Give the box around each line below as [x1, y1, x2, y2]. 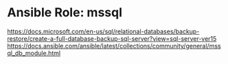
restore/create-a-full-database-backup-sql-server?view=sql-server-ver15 [7, 34, 217, 42]
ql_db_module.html [7, 49, 60, 57]
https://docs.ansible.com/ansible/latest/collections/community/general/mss [7, 42, 221, 50]
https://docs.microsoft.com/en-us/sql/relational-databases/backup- [7, 27, 200, 35]
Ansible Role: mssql [7, 5, 122, 20]
